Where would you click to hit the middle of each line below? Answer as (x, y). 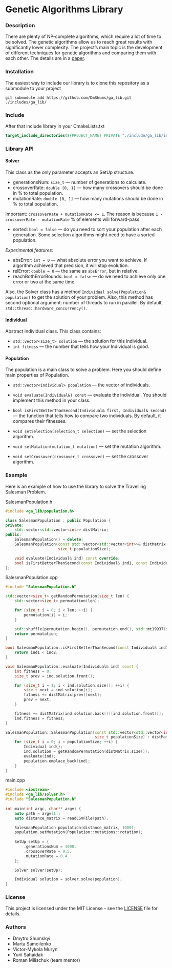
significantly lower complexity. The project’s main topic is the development (84, 48)
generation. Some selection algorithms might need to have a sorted (84, 235)
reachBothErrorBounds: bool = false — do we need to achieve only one (89, 276)
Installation (20, 72)
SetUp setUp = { (32, 842)
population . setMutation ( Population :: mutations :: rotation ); (79, 832)
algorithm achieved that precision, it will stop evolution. (71, 265)
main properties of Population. (37, 375)
